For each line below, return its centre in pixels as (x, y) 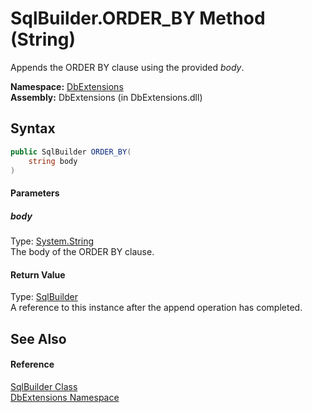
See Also (38, 338)
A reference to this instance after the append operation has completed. (156, 308)
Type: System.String (52, 241)
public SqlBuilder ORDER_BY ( (71, 152)
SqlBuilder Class (44, 386)
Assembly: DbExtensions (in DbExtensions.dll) (106, 97)
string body (53, 161)
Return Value (38, 274)
